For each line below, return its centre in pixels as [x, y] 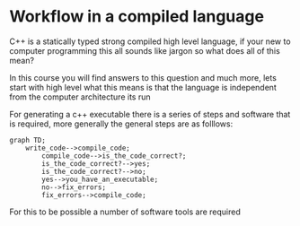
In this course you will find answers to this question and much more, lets [143, 77]
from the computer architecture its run [80, 97]
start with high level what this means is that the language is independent [143, 87]
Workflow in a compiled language [137, 17]
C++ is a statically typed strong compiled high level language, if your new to [150, 41]
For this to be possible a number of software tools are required [125, 212]
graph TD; [28, 140]
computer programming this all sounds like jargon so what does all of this [145, 50]
